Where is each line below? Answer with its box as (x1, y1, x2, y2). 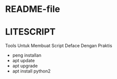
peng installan (12, 52, 41, 58)
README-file (5, 3, 60, 15)
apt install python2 (12, 68, 51, 74)
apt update (12, 58, 35, 64)
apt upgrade (12, 63, 38, 69)
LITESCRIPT (5, 26, 56, 38)
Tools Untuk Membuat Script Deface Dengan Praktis (5, 43, 113, 49)
